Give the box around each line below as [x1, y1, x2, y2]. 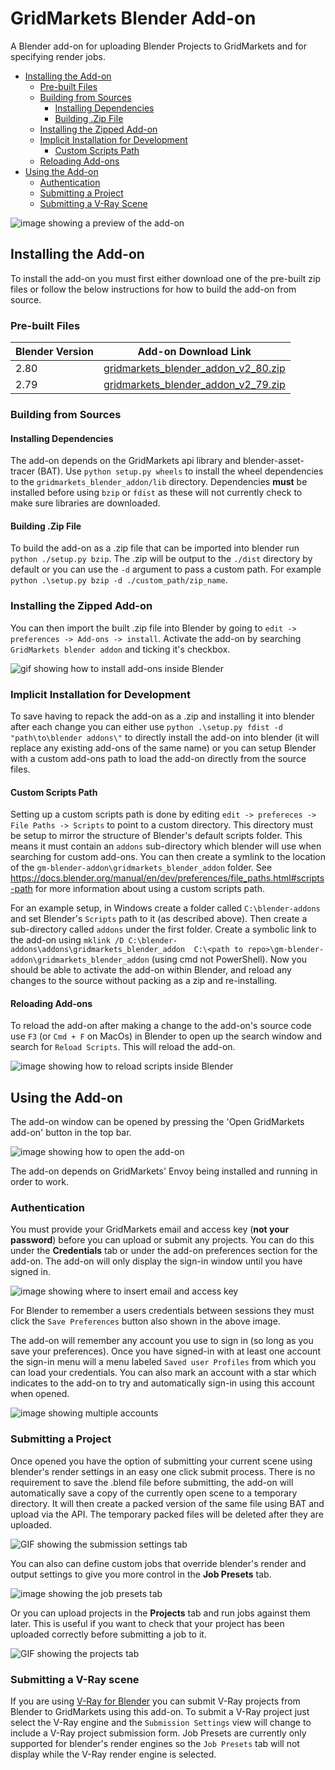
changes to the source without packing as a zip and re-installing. [10, 975, 278, 987]
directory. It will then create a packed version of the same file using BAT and [10, 1497, 325, 1509]
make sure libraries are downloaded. [10, 497, 161, 509]
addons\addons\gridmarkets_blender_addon [10, 945, 186, 955]
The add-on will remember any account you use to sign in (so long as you [10, 1335, 314, 1347]
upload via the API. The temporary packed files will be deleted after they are [10, 1508, 324, 1520]
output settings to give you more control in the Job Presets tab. [10, 1568, 272, 1580]
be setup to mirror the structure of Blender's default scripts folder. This [10, 830, 303, 842]
